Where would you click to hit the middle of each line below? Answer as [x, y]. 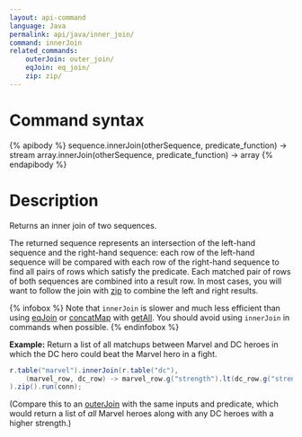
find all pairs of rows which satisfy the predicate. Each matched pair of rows [150, 271]
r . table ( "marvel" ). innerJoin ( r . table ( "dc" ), [94, 370]
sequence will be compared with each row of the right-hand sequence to [145, 262]
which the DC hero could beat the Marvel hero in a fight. [113, 354]
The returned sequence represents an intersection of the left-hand [133, 242]
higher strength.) [40, 424]
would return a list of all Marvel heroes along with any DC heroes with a [142, 414]
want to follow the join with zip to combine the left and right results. [134, 290]
